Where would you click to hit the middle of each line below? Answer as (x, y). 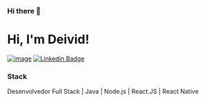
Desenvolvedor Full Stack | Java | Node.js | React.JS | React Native (103, 92)
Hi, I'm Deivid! (49, 40)
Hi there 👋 (24, 11)
